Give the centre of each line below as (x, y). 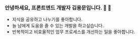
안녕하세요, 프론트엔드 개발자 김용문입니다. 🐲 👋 (58, 7)
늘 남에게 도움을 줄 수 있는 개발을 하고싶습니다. (58, 26)
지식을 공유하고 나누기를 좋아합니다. (47, 19)
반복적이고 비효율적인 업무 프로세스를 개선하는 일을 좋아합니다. (74, 32)
